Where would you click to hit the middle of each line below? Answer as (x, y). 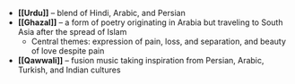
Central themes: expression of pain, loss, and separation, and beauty (159, 41)
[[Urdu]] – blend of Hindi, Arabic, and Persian (101, 13)
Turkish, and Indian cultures (69, 70)
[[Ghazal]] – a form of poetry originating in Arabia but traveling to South (150, 22)
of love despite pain (68, 51)
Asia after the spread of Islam (72, 32)
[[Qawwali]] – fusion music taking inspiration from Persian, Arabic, (141, 60)
